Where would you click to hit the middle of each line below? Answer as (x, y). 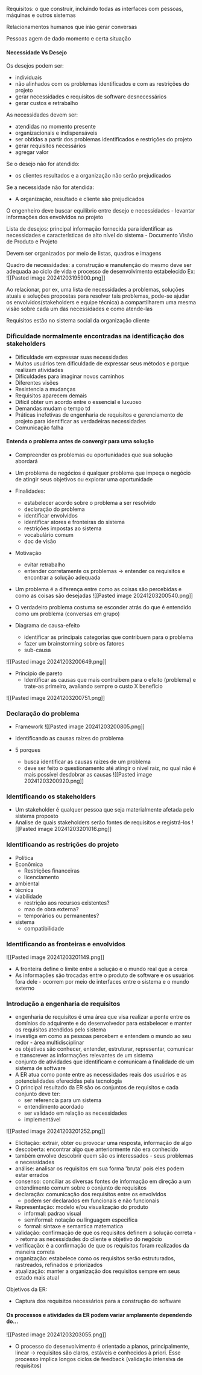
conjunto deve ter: (38, 1094)
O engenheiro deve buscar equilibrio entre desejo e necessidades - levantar (101, 211)
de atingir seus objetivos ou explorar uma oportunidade (84, 479)
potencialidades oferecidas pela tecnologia (68, 1081)
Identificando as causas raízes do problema (69, 738)
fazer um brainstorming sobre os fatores (74, 643)
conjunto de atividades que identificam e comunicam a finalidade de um (105, 1062)
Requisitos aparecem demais (51, 396)
